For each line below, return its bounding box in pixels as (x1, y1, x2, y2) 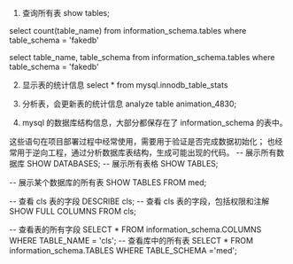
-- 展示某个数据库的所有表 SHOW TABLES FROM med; (9, 177, 207, 188)
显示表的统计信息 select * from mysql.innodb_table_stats (21, 80, 228, 90)
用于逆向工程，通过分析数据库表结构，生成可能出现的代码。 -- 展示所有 (16, 147, 277, 158)
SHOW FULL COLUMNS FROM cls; (9, 206, 137, 216)
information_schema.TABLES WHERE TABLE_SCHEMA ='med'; (9, 245, 237, 255)
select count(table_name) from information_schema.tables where (9, 26, 247, 35)
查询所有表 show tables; (21, 8, 111, 18)
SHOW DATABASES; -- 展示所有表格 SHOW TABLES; (26, 159, 219, 168)
